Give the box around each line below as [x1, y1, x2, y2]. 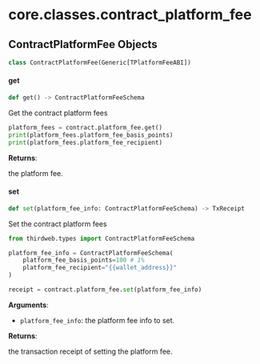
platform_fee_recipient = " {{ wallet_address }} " [22, 264, 178, 272]
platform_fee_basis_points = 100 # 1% [22, 256, 146, 265]
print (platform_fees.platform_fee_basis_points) [8, 130, 174, 139]
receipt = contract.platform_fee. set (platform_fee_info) [8, 286, 202, 294]
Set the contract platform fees [8, 218, 107, 229]
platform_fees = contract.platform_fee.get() [8, 123, 162, 131]
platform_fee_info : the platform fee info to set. [19, 315, 175, 325]
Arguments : [8, 300, 50, 310]
